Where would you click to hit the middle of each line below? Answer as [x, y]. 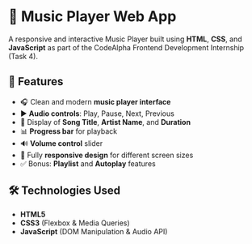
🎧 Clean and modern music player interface [95, 101]
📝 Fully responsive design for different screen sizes [107, 155]
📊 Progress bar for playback [69, 131]
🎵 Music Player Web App [92, 17]
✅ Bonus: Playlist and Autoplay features [88, 163]
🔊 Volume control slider [61, 143]
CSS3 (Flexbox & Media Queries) [75, 223]
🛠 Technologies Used [65, 191]
